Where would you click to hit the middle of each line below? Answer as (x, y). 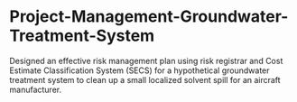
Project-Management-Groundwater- (149, 17)
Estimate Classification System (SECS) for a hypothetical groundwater (139, 70)
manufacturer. (35, 89)
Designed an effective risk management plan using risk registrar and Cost (146, 60)
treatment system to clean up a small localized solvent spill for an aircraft (145, 79)
